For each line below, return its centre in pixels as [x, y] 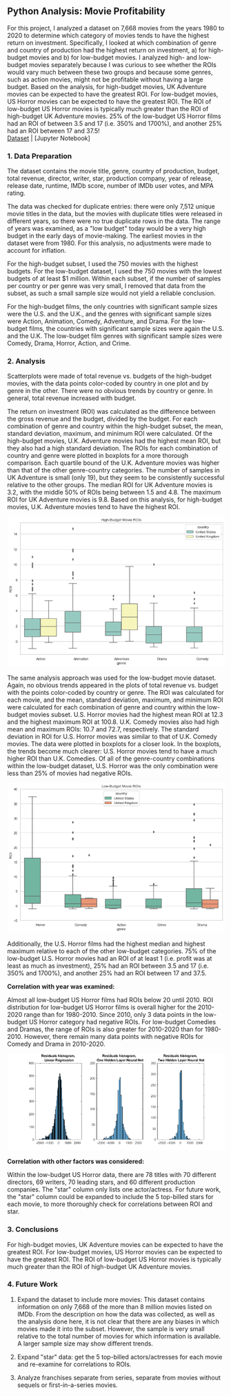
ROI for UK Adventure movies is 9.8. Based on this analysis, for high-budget [115, 499]
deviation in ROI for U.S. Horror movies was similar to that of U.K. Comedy [112, 737]
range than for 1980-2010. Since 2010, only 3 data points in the [113, 1015]
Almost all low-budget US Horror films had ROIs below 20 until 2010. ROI [110, 1000]
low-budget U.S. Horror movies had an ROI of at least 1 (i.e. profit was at [110, 959]
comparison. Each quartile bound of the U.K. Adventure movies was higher [113, 463]
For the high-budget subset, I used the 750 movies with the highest [103, 264]
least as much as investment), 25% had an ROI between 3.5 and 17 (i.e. [108, 966]
